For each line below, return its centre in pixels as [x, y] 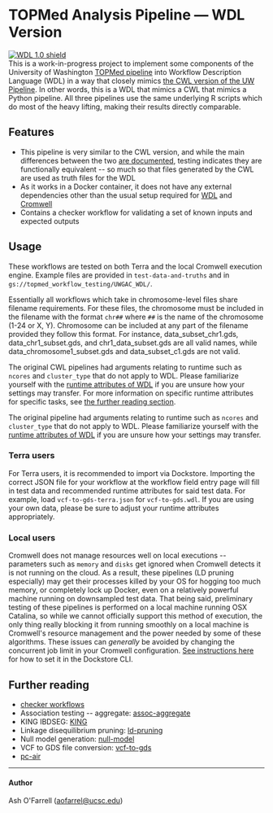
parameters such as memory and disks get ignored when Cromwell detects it [135, 564]
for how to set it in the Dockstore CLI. [71, 659]
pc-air [30, 756]
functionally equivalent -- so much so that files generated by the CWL [137, 169]
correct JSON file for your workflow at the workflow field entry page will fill [134, 482]
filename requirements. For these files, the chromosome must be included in [136, 308]
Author [21, 782]
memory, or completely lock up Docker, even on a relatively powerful [123, 590]
